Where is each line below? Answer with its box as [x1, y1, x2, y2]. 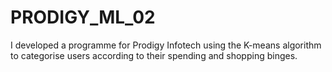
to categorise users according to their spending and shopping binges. [10, 49, 298, 61]
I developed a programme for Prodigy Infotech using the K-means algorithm [10, 39, 322, 51]
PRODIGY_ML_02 [10, 6, 156, 29]
